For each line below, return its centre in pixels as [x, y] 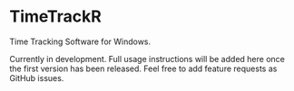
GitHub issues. [37, 77]
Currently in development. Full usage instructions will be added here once [147, 59]
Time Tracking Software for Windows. [80, 41]
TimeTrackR [55, 17]
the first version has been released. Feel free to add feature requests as [143, 68]
